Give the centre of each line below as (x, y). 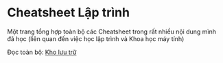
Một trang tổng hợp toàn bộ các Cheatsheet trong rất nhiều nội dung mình (111, 32)
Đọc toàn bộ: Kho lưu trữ (42, 52)
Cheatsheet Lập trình (69, 13)
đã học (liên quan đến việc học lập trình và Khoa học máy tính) (96, 38)
